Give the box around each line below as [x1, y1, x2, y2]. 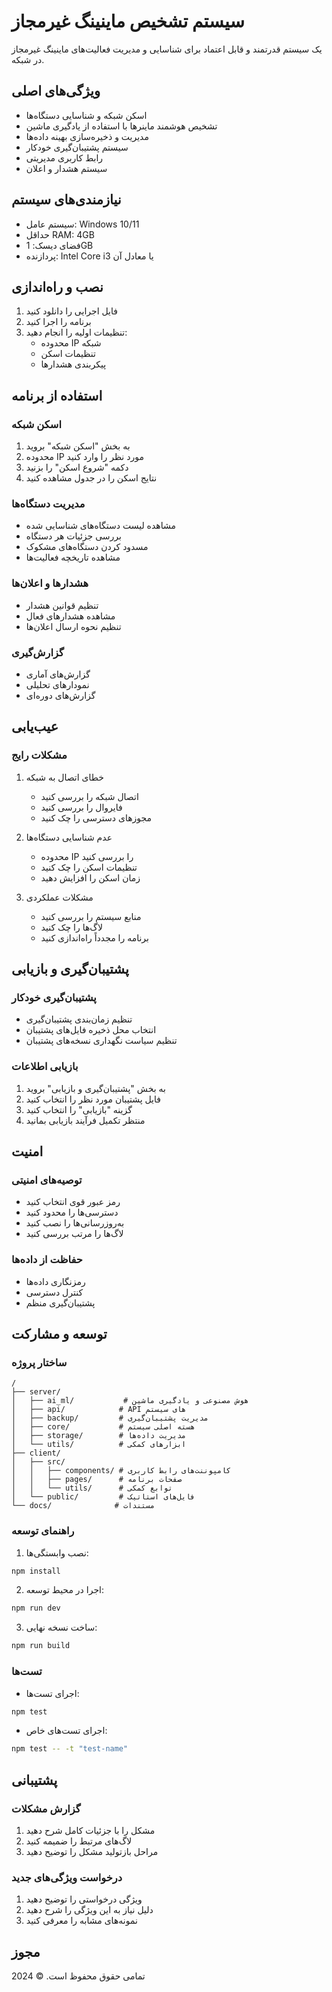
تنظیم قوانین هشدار [25, 599, 99, 611]
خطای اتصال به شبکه [25, 771, 104, 783]
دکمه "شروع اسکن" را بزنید [25, 461, 129, 474]
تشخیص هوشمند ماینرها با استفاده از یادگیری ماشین [25, 120, 218, 132]
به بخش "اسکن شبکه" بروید [25, 440, 131, 452]
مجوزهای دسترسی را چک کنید [40, 811, 153, 824]
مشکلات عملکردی [25, 891, 94, 903]
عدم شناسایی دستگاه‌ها [25, 831, 113, 843]
